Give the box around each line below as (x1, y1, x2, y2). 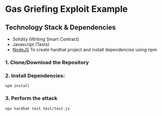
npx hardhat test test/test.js (5, 106, 70, 111)
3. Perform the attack (5, 95, 58, 102)
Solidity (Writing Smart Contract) (12, 36, 80, 42)
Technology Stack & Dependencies (5, 23, 116, 32)
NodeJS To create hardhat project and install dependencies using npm (12, 47, 158, 52)
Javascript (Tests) (12, 41, 50, 47)
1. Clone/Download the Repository (5, 59, 89, 66)
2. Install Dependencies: (5, 72, 65, 79)
